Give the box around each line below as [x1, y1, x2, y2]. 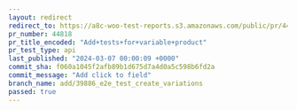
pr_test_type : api [8, 46, 76, 55]
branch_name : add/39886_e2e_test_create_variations [8, 79, 203, 88]
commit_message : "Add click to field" [8, 71, 152, 80]
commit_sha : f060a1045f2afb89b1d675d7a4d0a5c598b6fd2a [8, 63, 215, 72]
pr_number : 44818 [8, 29, 73, 38]
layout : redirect [8, 12, 73, 22]
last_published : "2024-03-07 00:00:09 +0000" [8, 54, 179, 63]
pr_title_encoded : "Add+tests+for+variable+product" [8, 37, 207, 47]
